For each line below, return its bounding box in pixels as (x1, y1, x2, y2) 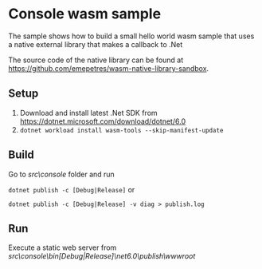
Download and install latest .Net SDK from (19, 108, 158, 117)
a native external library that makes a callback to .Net (8, 39, 183, 49)
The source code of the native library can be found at (8, 55, 184, 65)
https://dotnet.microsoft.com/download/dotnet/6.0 (19, 117, 186, 126)
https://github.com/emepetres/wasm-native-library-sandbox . (8, 63, 209, 73)
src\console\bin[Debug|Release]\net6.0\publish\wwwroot (8, 251, 196, 261)
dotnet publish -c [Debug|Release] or (8, 184, 135, 194)
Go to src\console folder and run (8, 169, 115, 179)
